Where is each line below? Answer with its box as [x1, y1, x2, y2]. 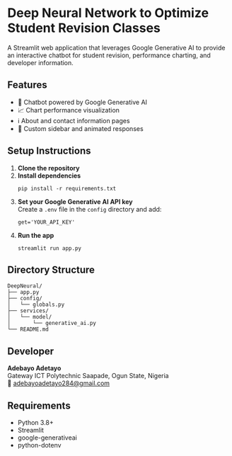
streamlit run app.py [17, 244, 81, 252]
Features [7, 79, 47, 91]
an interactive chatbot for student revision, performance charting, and [7, 51, 211, 59]
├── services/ [7, 307, 50, 314]
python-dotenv [17, 441, 62, 449]
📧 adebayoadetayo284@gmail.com [7, 379, 110, 387]
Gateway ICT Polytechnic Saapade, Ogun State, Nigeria [7, 372, 169, 380]
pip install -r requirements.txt [17, 185, 117, 192]
